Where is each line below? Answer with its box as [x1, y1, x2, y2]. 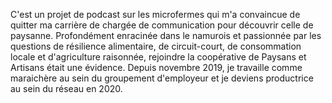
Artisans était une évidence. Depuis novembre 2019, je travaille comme [10, 62, 303, 73]
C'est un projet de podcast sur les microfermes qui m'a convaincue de [10, 9, 301, 20]
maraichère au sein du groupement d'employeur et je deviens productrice [10, 72, 314, 84]
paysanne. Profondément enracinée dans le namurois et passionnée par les [10, 30, 322, 41]
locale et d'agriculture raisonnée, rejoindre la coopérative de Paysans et [10, 51, 307, 63]
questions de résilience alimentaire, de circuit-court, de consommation [10, 40, 302, 52]
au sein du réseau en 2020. [10, 83, 123, 94]
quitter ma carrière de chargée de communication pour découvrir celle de [10, 19, 314, 31]
